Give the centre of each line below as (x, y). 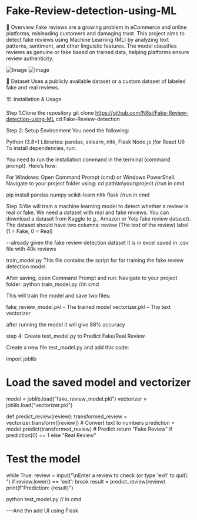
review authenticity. (30, 58)
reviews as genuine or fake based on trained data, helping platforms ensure (98, 52)
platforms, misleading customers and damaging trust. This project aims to (96, 33)
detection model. (26, 266)
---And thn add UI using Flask (42, 511)
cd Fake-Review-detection (88, 119)
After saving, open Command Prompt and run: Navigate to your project (92, 278)
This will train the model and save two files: (58, 295)
